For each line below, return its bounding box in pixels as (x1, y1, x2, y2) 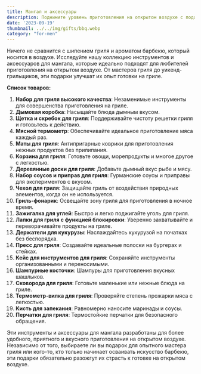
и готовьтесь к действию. (15, 121, 81, 128)
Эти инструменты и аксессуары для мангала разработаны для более (7, 329, 184, 336)
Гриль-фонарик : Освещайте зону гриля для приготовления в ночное (15, 197, 193, 205)
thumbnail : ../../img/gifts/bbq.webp (7, 25, 101, 32)
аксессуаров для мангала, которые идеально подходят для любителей (7, 60, 188, 67)
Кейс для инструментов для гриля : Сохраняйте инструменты (15, 254, 175, 261)
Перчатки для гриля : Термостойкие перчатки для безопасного (15, 311, 178, 319)
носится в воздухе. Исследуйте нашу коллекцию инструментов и (7, 54, 174, 61)
